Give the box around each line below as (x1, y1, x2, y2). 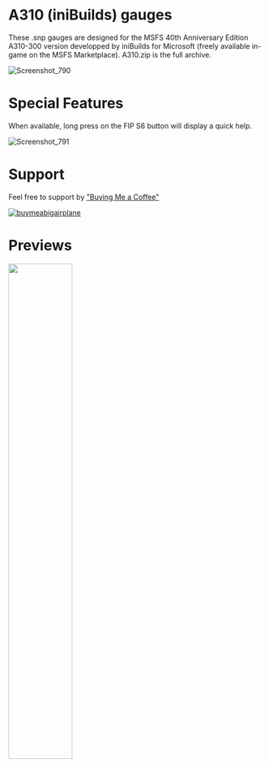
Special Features (8, 94, 124, 113)
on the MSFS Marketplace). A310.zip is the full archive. (28, 50, 212, 59)
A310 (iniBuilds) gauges (8, 6, 173, 24)
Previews (8, 236, 73, 254)
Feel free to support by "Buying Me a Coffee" (8, 192, 160, 201)
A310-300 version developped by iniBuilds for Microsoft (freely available (8, 41, 250, 50)
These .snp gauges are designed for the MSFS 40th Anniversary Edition (8, 32, 249, 42)
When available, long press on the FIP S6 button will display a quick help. (8, 120, 253, 131)
